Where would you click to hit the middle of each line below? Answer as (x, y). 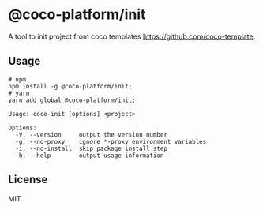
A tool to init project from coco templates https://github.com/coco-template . (132, 36)
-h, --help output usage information (90, 156)
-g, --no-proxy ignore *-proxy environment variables (111, 141)
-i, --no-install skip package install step (92, 148)
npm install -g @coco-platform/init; (70, 86)
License (28, 180)
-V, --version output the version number (92, 135)
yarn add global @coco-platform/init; (72, 100)
